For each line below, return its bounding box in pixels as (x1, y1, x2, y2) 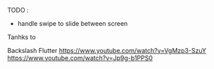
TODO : (7, 6, 30, 14)
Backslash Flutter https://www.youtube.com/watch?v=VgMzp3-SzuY (7, 47, 206, 54)
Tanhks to (7, 33, 37, 41)
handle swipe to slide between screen (17, 20, 128, 27)
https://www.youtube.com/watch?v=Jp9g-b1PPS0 (7, 54, 153, 62)
